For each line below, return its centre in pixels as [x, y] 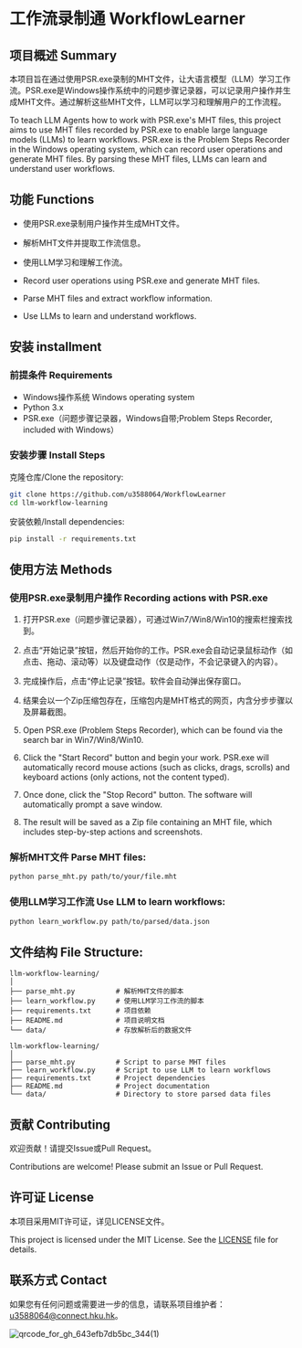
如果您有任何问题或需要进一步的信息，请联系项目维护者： [117, 1304]
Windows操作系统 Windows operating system [109, 397]
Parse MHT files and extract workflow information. [117, 298]
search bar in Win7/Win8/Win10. [83, 740]
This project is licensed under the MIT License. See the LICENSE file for [144, 1239]
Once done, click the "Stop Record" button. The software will [137, 795]
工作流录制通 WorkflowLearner [128, 19]
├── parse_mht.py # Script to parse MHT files [118, 1062]
